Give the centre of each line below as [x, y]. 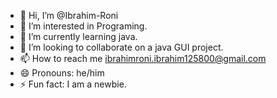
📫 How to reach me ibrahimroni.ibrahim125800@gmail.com [143, 58]
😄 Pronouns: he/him [62, 73]
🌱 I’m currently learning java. [78, 36]
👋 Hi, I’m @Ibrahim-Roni [69, 15]
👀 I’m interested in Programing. [83, 26]
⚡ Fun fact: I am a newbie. [73, 84]
